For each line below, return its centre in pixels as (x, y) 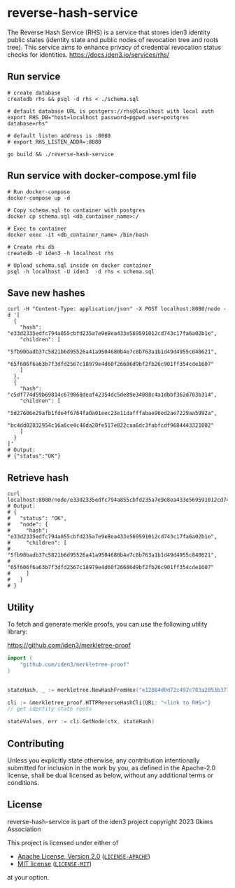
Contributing (36, 743)
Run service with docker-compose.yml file (102, 176)
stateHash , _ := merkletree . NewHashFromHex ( (73, 690)
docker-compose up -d (39, 198)
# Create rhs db (31, 247)
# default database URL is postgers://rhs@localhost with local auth (111, 111)
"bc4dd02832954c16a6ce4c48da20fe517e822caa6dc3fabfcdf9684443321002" (111, 425)
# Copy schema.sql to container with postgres (76, 210)
